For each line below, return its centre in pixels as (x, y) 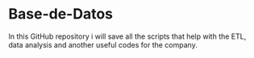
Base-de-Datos (60, 14)
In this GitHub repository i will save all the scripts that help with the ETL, (127, 36)
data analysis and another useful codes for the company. (103, 44)
